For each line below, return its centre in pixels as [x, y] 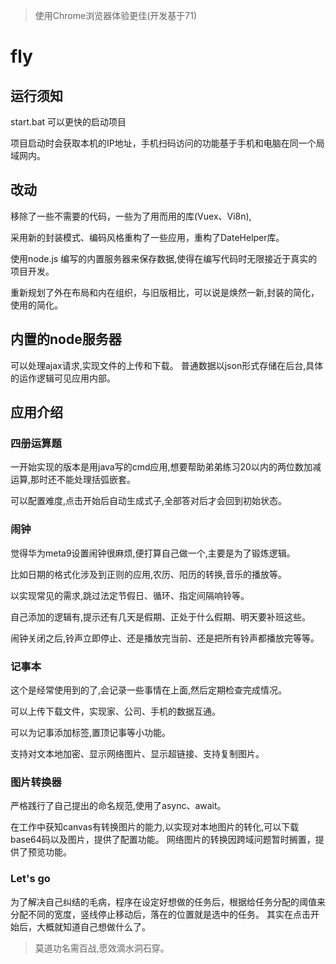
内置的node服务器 [66, 339]
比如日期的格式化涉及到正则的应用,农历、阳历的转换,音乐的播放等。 [149, 574]
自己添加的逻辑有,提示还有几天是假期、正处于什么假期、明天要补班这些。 [161, 616]
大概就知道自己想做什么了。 [93, 926]
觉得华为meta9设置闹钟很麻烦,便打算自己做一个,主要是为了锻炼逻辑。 [153, 553]
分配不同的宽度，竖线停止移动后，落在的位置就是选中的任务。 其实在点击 [160, 914]
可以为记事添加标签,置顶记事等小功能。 [91, 732]
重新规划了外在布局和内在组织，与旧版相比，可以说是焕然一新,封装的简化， [165, 292]
